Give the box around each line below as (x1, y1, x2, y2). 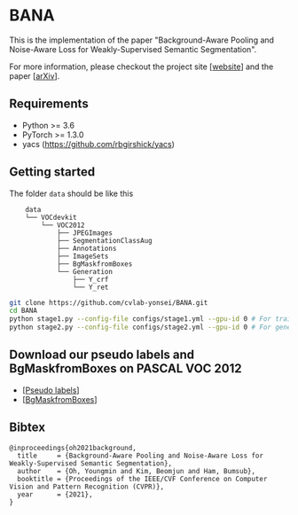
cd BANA (9, 307, 38, 316)
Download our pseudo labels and (9, 347, 195, 363)
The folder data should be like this (9, 188, 134, 199)
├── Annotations (56, 244, 117, 253)
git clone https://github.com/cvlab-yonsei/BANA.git (9, 298, 208, 307)
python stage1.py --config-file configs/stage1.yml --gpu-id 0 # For (9, 315, 272, 324)
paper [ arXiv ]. (9, 70, 60, 81)
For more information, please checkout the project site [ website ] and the (9, 61, 274, 72)
